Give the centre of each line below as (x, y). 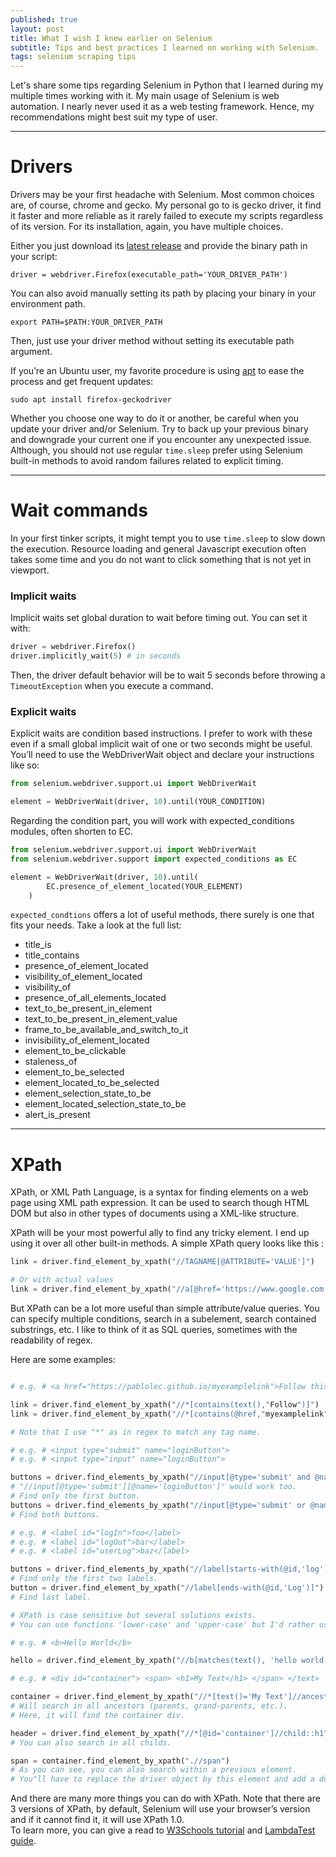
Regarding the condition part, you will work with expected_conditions (152, 821)
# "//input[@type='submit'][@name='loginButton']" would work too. (154, 1487)
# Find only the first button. (75, 1496)
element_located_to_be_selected (92, 1083)
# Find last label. (51, 1597)
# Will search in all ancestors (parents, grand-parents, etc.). (149, 1706)
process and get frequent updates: (82, 382)
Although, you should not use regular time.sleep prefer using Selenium (156, 450)
